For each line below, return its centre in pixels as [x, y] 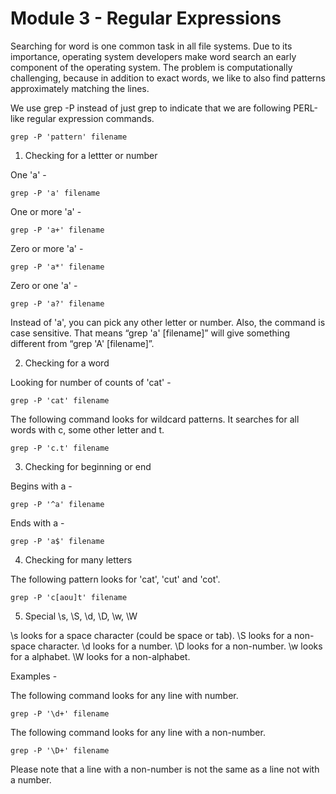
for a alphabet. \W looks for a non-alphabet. [100, 656]
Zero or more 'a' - [47, 248]
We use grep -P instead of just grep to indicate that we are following [151, 108]
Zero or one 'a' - [44, 285]
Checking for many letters [78, 559]
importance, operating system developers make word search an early [153, 56]
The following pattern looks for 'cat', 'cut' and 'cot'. [115, 579]
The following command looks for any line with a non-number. [138, 732]
